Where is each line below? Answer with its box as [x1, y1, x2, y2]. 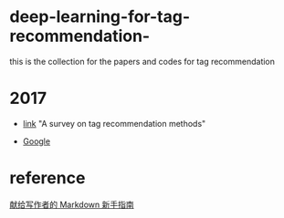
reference [9, 168, 86, 189]
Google [22, 135, 51, 147]
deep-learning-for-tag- [9, 6, 191, 27]
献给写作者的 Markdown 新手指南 [9, 199, 134, 210]
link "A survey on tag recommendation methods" [22, 118, 206, 129]
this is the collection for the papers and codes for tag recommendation [9, 56, 276, 67]
